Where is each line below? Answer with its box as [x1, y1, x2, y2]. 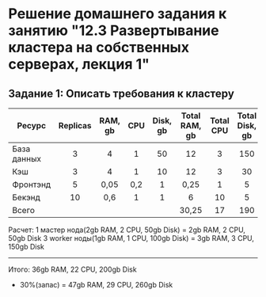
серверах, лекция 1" [8, 55, 150, 74]
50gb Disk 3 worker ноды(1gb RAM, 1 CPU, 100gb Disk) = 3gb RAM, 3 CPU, [8, 234, 255, 242]
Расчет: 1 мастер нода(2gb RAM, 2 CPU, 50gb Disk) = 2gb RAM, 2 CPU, [8, 225, 245, 234]
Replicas [58, 120, 93, 131]
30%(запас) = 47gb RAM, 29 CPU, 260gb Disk [19, 280, 173, 289]
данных [12, 154, 42, 164]
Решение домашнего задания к [8, 5, 227, 23]
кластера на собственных [8, 39, 190, 56]
